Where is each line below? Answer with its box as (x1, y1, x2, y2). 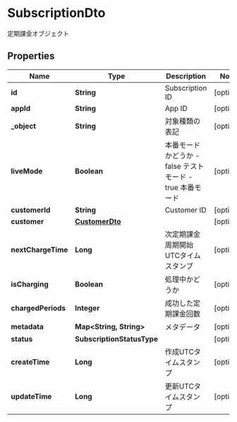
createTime (11, 357, 50, 367)
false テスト (164, 161, 205, 171)
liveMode (11, 166, 43, 176)
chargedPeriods (11, 303, 66, 312)
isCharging (11, 279, 49, 289)
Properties (7, 50, 55, 62)
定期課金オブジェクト (7, 29, 69, 37)
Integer (75, 303, 100, 312)
